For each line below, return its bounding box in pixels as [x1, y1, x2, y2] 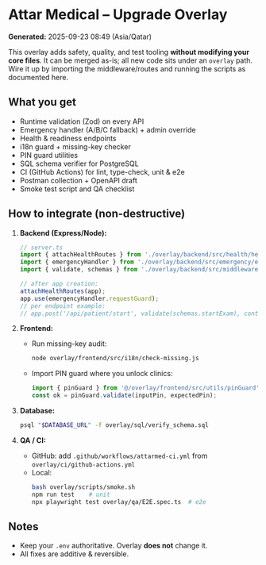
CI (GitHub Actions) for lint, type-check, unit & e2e [19, 167, 185, 176]
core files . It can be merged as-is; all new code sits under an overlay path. [8, 56, 253, 65]
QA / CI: [19, 435, 46, 445]
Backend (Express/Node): [19, 228, 107, 237]
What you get [8, 95, 77, 109]
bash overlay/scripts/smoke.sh [31, 482, 136, 491]
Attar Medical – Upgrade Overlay [8, 6, 228, 24]
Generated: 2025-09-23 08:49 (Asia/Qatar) [8, 32, 152, 41]
